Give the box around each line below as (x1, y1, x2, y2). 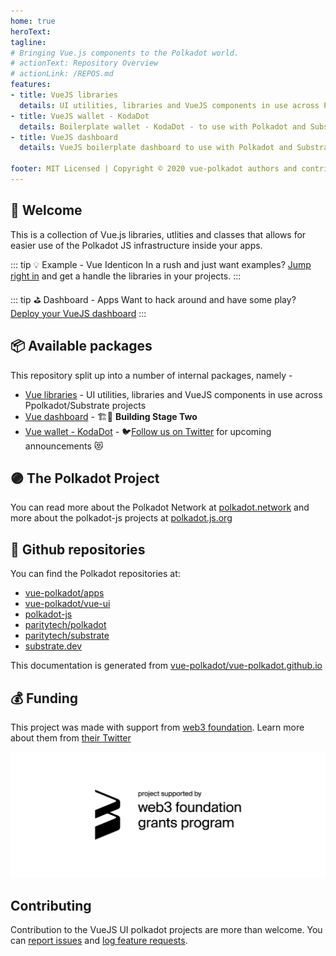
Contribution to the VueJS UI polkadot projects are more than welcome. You (10, 924, 323, 936)
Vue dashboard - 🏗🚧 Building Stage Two (24, 410, 198, 422)
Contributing (10, 897, 92, 914)
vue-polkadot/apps (24, 587, 105, 599)
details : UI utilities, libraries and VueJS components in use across (19, 100, 320, 110)
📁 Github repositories (10, 541, 146, 558)
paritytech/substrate (24, 630, 110, 642)
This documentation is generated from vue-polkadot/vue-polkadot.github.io (10, 660, 323, 672)
